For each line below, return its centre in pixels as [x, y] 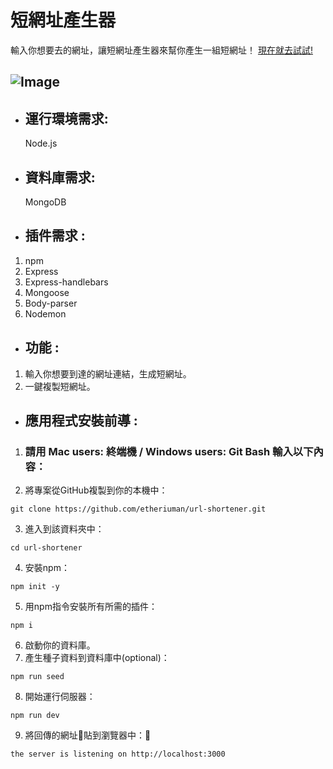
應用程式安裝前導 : [81, 420]
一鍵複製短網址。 [60, 386]
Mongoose [47, 292]
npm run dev [35, 716]
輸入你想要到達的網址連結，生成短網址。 [108, 373]
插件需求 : [55, 236]
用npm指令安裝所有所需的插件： [91, 607]
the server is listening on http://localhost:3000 [118, 754]
